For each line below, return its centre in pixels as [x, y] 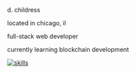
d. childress [24, 10]
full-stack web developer [43, 36]
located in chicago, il [37, 23]
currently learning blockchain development [68, 49]
